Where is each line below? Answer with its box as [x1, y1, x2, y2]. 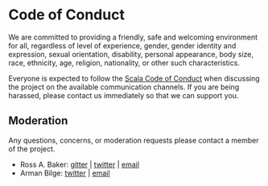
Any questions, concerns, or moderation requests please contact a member [8, 135, 259, 145]
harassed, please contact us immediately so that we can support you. [8, 90, 239, 100]
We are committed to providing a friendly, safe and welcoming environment [8, 32, 258, 42]
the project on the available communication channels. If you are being [8, 82, 240, 92]
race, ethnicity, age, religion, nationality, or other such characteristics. [8, 58, 240, 68]
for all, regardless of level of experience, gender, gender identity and [8, 40, 237, 50]
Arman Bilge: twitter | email [19, 167, 110, 178]
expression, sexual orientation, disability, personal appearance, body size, [8, 49, 254, 59]
